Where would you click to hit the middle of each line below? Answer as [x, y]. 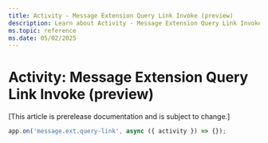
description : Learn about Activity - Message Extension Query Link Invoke [135, 23]
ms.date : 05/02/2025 [43, 38]
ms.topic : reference [43, 30]
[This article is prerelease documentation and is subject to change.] [119, 117]
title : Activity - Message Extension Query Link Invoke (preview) [121, 16]
